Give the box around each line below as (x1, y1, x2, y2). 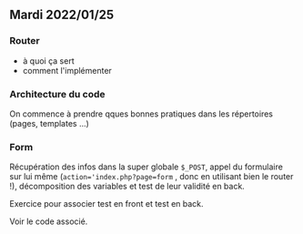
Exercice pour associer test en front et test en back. (9, 198, 204, 209)
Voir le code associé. (9, 216, 88, 227)
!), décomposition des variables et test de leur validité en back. (9, 181, 246, 192)
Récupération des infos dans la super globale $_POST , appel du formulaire (9, 161, 284, 172)
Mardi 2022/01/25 (9, 7, 115, 23)
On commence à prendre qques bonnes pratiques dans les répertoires (9, 108, 273, 119)
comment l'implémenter (22, 65, 112, 76)
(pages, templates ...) (9, 117, 89, 128)
